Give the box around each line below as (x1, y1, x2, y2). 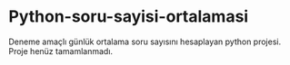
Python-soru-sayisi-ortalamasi (8, 6, 249, 27)
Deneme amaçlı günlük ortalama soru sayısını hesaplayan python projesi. (8, 36, 282, 47)
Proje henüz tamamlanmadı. (8, 45, 114, 56)
